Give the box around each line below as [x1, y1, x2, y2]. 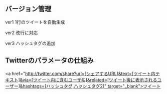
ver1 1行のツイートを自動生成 [5, 19, 65, 25]
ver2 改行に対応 [5, 29, 38, 35]
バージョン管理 [5, 4, 52, 13]
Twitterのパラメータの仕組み [5, 56, 94, 65]
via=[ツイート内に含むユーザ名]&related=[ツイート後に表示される [22, 76, 157, 82]
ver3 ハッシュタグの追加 [5, 40, 56, 46]
